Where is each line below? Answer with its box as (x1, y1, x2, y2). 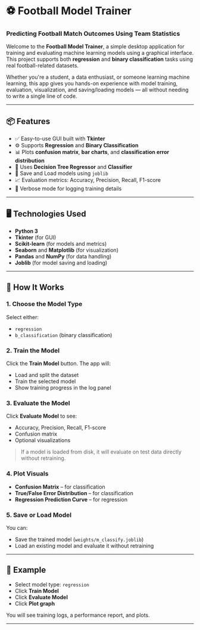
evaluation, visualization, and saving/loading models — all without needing (6, 87, 189, 94)
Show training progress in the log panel (14, 384, 111, 391)
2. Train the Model (6, 346, 60, 354)
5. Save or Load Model (6, 511, 72, 519)
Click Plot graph (14, 600, 55, 607)
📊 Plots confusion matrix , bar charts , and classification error (14, 149, 170, 156)
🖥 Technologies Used (6, 209, 86, 219)
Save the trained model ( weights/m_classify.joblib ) (14, 536, 144, 543)
